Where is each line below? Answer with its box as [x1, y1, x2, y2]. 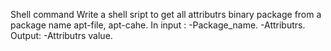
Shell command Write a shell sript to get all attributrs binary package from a [10, 9, 322, 20]
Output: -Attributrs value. [10, 30, 113, 41]
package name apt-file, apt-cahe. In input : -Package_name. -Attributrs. [10, 19, 306, 31]
